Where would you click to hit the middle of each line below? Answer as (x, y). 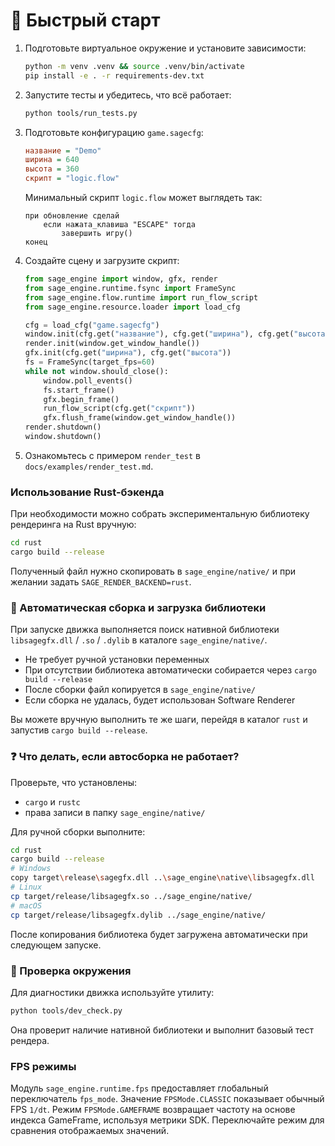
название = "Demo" (63, 150)
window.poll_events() (88, 380)
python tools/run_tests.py (81, 113)
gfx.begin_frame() (81, 399)
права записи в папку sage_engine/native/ (115, 812)
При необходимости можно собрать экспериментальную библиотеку (160, 514)
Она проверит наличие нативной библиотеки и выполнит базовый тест (162, 1030)
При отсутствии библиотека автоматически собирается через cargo (170, 670)
